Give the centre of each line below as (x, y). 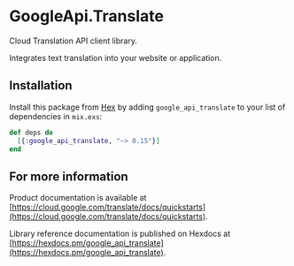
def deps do (31, 133)
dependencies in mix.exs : (56, 116)
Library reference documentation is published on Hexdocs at (120, 234)
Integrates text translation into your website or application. (116, 57)
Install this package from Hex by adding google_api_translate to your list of (147, 107)
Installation (41, 86)
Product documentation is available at (78, 198)
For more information (69, 176)
